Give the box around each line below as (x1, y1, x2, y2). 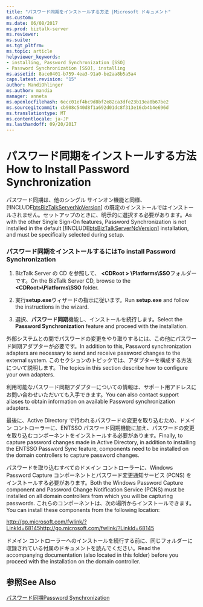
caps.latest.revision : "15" (6, 76, 77, 82)
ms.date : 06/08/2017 (6, 20, 59, 26)
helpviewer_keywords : (6, 54, 61, 60)
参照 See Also (6, 577, 56, 587)
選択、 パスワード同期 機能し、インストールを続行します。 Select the (14, 316, 183, 323)
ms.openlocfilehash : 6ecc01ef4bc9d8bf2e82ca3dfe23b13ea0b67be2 (6, 99, 169, 105)
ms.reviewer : (6, 31, 39, 38)
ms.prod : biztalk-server (6, 25, 69, 32)
